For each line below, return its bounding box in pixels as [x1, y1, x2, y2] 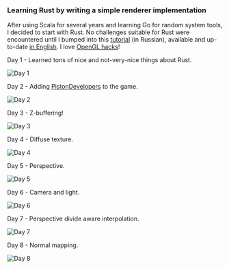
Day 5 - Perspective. [7, 162, 65, 170]
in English [29, 43, 57, 51]
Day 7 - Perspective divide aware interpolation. [7, 214, 139, 223]
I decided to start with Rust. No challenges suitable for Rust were [7, 28, 190, 36]
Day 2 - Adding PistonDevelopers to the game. [7, 83, 138, 91]
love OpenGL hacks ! [63, 43, 120, 51]
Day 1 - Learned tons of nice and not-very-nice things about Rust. [7, 56, 192, 64]
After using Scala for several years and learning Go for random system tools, [7, 21, 223, 29]
